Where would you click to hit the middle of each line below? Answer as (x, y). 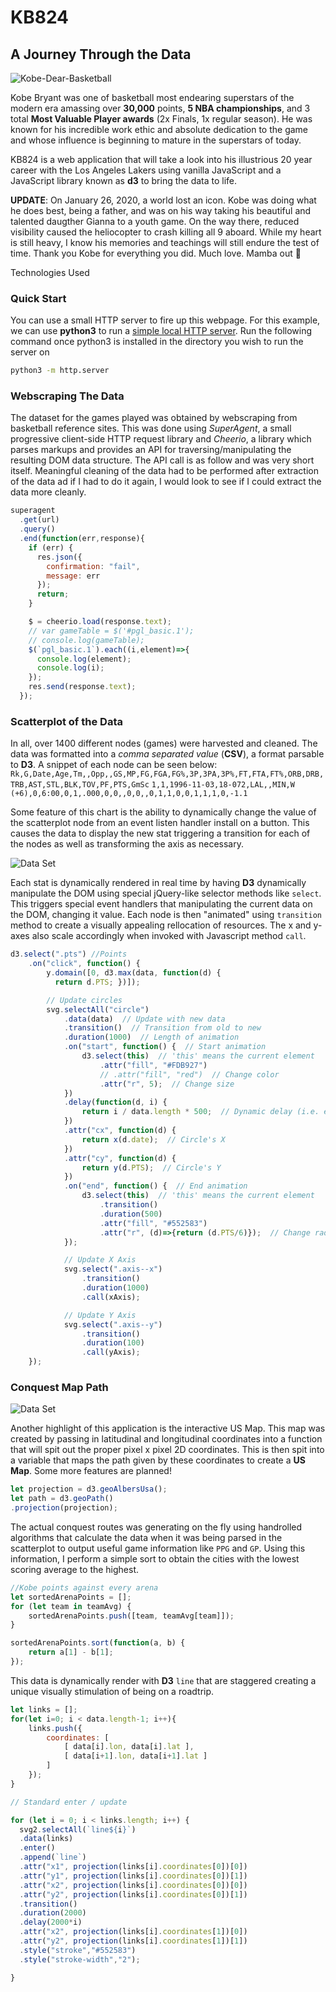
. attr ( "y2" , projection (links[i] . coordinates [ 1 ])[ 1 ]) (133, 1941)
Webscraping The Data (67, 396)
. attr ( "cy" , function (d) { (120, 1158)
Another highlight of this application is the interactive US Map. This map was (168, 1428)
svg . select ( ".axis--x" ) (113, 1269)
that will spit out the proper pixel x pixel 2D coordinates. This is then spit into (167, 1450)
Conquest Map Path (59, 1387)
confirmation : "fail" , (93, 566)
